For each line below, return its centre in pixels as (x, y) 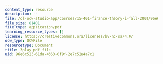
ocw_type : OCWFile (24, 41)
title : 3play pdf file (28, 50)
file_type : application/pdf (33, 27)
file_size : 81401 (23, 23)
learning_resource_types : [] (34, 32)
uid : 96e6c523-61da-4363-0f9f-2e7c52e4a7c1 (50, 54)
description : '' (21, 14)
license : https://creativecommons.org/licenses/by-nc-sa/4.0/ (69, 37)
